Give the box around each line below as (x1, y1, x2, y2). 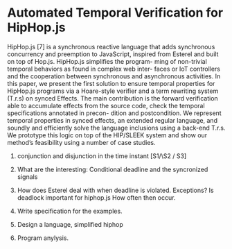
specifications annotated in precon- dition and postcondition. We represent (7, 109, 222, 117)
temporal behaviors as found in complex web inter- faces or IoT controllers (7, 65, 220, 73)
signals (17, 172, 38, 181)
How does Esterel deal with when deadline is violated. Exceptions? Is (17, 186, 214, 194)
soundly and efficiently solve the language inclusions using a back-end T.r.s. (7, 123, 226, 132)
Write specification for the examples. (17, 207, 123, 215)
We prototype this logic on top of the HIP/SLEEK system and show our (7, 130, 208, 139)
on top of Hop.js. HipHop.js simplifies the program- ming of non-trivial (7, 57, 208, 65)
